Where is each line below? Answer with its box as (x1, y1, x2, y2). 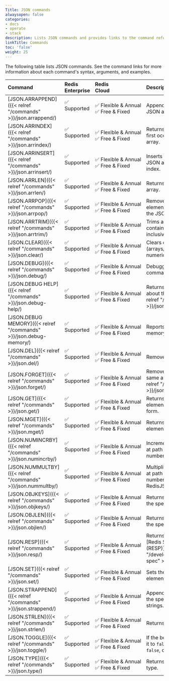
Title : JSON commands (5, 7, 51, 13)
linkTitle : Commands (5, 40, 49, 45)
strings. (146, 602, 164, 609)
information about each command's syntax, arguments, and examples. (5, 68, 151, 74)
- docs (5, 21, 19, 27)
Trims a (146, 218, 164, 225)
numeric (146, 251, 166, 258)
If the (146, 634, 158, 641)
